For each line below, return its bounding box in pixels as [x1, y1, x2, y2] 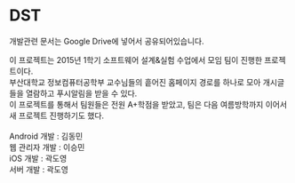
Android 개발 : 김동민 [9, 131, 84, 141]
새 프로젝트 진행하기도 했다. [9, 110, 105, 121]
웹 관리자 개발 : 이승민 [9, 141, 85, 152]
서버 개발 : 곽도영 [9, 163, 69, 174]
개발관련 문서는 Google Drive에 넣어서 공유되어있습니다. [9, 36, 204, 46]
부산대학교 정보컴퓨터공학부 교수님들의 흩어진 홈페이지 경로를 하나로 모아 [9, 76, 261, 87]
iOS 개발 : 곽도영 [9, 153, 68, 163]
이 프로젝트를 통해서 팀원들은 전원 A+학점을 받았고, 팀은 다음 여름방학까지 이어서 [9, 99, 287, 109]
